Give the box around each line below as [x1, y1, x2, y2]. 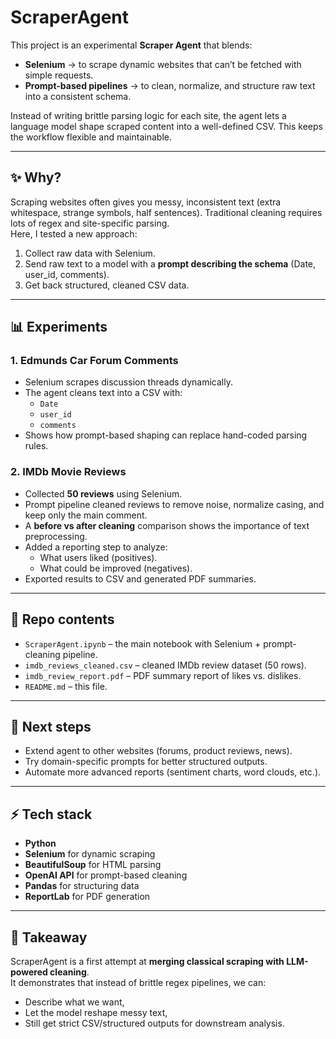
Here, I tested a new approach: [10, 227, 138, 240]
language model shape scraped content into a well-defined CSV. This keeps [10, 120, 323, 132]
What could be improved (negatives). [39, 562, 193, 574]
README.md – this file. [24, 680, 108, 692]
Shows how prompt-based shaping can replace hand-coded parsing [24, 429, 308, 441]
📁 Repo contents [10, 611, 115, 628]
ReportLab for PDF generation [24, 891, 151, 903]
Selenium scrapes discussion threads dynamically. [24, 376, 234, 388]
